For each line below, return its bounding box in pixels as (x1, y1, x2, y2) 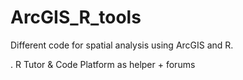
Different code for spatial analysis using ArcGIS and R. (10, 39, 234, 51)
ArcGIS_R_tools (10, 6, 142, 29)
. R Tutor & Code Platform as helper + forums (10, 58, 196, 70)
